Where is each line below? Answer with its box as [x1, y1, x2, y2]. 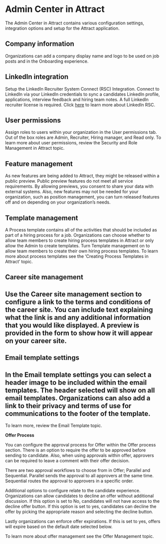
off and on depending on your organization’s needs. [5, 199, 111, 205]
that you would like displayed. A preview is [5, 321, 140, 329]
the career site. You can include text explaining [5, 305, 153, 314]
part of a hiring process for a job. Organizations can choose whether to [5, 232, 150, 238]
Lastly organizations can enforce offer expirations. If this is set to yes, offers [5, 518, 161, 524]
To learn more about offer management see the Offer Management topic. [5, 533, 154, 539]
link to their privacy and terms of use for [5, 402, 132, 410]
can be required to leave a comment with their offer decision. [5, 457, 130, 463]
